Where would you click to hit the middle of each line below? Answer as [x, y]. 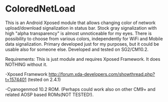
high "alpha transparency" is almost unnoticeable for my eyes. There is [78, 33]
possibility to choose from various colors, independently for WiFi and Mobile [84, 39]
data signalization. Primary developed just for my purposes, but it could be [82, 44]
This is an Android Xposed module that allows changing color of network [80, 23]
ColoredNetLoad [40, 9]
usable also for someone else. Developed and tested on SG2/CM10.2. [77, 49]
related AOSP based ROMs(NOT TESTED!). [49, 94]
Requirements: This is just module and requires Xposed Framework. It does [83, 59]
